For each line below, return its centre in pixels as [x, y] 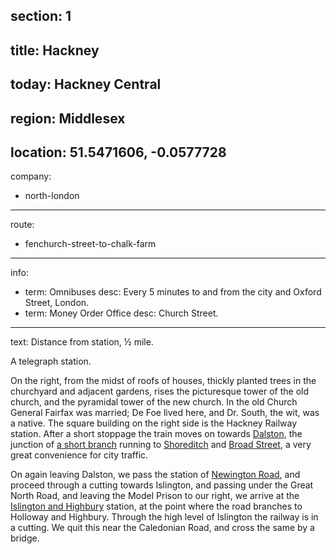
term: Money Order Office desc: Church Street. [121, 313]
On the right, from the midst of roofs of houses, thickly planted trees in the [163, 381]
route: [22, 225]
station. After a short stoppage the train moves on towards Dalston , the [156, 434]
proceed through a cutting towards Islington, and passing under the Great [162, 485]
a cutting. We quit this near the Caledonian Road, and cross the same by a [162, 528]
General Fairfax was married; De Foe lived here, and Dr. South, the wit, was [165, 413]
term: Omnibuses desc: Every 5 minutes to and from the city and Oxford [173, 292]
